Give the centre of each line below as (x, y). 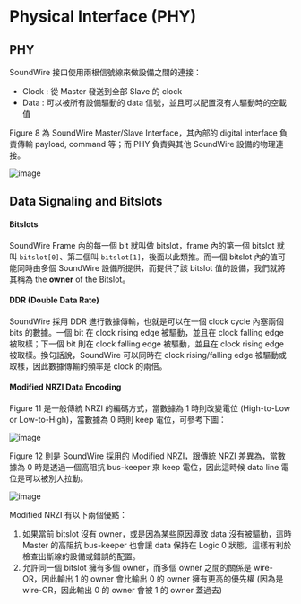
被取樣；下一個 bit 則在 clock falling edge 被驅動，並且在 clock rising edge (147, 344)
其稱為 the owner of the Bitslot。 (70, 279)
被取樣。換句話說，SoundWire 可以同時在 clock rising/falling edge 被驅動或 (148, 355)
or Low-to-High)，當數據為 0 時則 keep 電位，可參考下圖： (118, 420)
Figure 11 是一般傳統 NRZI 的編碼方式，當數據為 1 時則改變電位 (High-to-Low (150, 408)
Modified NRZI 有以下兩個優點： (69, 515)
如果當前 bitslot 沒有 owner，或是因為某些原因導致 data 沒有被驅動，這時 (157, 534)
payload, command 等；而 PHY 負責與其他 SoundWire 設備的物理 (155, 144)
